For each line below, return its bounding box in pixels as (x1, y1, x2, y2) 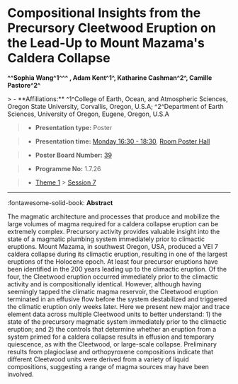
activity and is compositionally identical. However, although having (7, 279, 202, 288)
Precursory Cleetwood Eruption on (7, 20, 216, 36)
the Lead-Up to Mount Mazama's (7, 35, 205, 51)
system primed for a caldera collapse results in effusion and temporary (7, 332, 215, 341)
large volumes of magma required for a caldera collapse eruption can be (7, 219, 219, 228)
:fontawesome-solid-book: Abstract (7, 198, 113, 206)
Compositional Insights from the (7, 5, 201, 21)
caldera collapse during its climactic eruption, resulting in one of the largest (7, 250, 228, 258)
